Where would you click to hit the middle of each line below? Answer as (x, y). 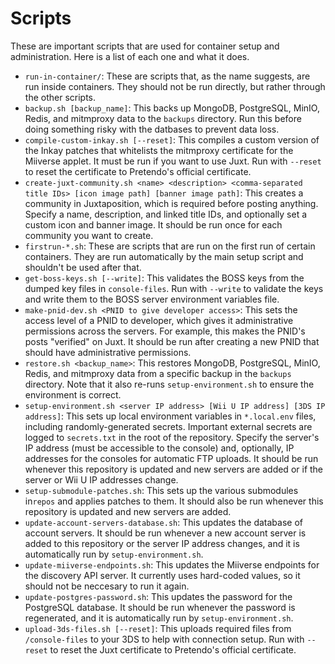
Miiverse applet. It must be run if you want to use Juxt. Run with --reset (173, 161)
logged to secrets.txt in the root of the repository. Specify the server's (172, 437)
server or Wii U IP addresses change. (101, 479)
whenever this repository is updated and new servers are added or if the (174, 469)
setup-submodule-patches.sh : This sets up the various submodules (161, 490)
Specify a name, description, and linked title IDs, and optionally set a (166, 214)
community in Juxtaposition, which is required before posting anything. (171, 203)
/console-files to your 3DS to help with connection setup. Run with (164, 639)
